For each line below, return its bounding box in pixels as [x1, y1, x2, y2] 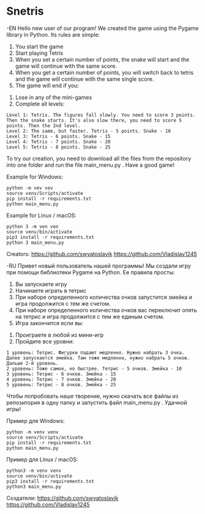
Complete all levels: [15, 100, 65, 108]
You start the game [15, 43, 64, 50]
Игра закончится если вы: [15, 319, 84, 326]
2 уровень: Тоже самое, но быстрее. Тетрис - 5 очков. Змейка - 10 [6, 365, 182, 372]
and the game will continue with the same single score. [15, 75, 154, 83]
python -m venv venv [6, 429, 59, 435]
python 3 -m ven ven [6, 223, 59, 230]
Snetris [6, 4, 44, 18]
